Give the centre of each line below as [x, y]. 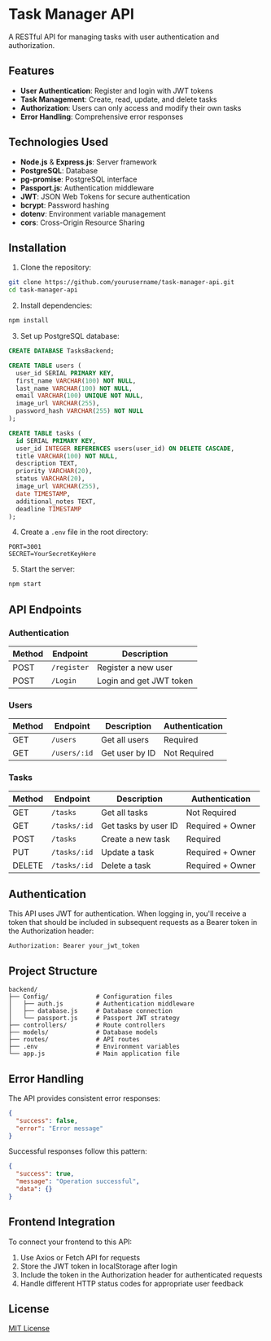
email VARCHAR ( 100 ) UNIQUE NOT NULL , [80, 396]
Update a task [128, 852]
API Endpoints [45, 609]
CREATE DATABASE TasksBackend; [61, 351]
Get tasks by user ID [140, 826]
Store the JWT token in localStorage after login [98, 1266]
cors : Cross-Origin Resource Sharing [82, 222]
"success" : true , [45, 1174]
